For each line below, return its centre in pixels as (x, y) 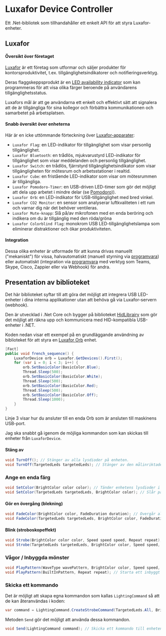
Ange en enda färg (28, 477)
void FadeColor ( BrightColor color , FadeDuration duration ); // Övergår (80, 514)
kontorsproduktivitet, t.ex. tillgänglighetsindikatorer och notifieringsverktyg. (82, 72)
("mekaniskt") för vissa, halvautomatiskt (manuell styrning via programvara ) (82, 256)
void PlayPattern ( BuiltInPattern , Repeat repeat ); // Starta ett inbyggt (83, 573)
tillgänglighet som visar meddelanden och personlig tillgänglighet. (79, 160)
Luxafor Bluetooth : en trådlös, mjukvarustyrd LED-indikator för (76, 155)
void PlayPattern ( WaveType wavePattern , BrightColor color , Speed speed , (83, 568)
